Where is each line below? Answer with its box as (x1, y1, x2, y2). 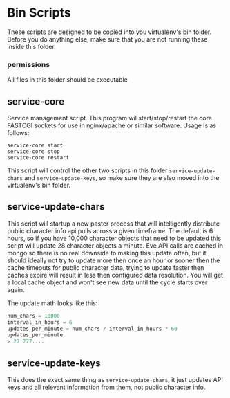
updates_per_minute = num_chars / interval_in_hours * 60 (7, 325, 178, 332)
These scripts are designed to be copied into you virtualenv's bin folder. (7, 28, 212, 36)
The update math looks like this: (7, 299, 98, 307)
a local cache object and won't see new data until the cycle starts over (7, 278, 208, 287)
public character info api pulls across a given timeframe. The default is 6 (7, 226, 213, 235)
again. (7, 285, 26, 293)
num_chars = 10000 (7, 312, 60, 319)
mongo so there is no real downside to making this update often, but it (7, 248, 207, 257)
